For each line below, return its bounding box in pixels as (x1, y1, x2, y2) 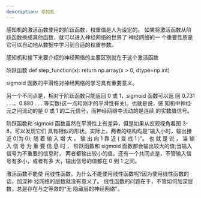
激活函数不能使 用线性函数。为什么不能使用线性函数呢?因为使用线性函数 (6, 170, 184, 177)
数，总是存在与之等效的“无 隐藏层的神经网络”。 (6, 185, 123, 192)
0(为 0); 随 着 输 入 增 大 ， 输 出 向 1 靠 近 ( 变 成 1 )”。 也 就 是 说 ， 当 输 (13, 134, 195, 142)
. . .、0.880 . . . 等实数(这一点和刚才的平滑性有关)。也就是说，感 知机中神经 (6, 100, 191, 107)
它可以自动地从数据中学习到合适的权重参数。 (6, 41, 117, 48)
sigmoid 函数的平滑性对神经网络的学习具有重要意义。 (6, 79, 138, 86)
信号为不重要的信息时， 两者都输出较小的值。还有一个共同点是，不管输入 (6, 149, 187, 157)
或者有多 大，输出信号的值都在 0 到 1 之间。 (32, 157, 140, 164)
